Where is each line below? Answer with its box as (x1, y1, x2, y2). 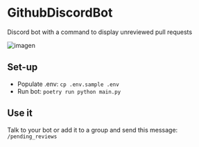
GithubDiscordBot (7, 5, 113, 21)
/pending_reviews (7, 133, 58, 140)
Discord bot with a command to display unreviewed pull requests (7, 28, 193, 36)
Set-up (7, 61, 38, 73)
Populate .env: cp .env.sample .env (17, 80, 119, 88)
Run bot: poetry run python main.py (17, 87, 121, 95)
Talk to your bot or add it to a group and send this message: (7, 126, 178, 134)
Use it (7, 107, 33, 119)
